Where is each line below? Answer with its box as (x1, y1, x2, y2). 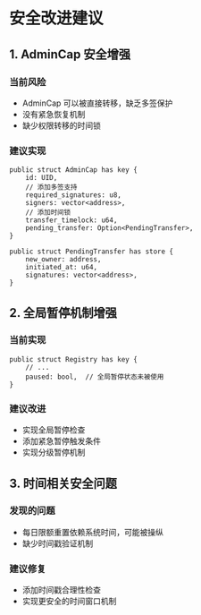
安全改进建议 (9, 8, 105, 29)
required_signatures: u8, (25, 191, 122, 200)
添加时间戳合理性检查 (21, 585, 101, 595)
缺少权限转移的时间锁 (21, 120, 101, 131)
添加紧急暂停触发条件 (21, 436, 101, 447)
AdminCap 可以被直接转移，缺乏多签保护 (21, 98, 173, 108)
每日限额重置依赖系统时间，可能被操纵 (21, 526, 163, 537)
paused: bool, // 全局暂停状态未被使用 (25, 372, 164, 381)
